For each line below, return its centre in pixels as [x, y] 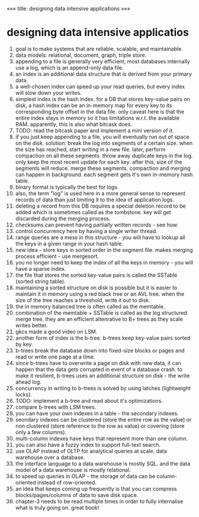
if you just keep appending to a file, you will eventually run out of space [102, 137]
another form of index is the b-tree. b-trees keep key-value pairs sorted [103, 338]
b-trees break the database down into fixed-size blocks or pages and [100, 350]
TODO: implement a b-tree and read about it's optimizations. [89, 400]
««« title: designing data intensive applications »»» [69, 9]
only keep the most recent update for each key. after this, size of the [99, 161]
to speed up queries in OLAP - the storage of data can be [85, 476]
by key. [24, 344]
